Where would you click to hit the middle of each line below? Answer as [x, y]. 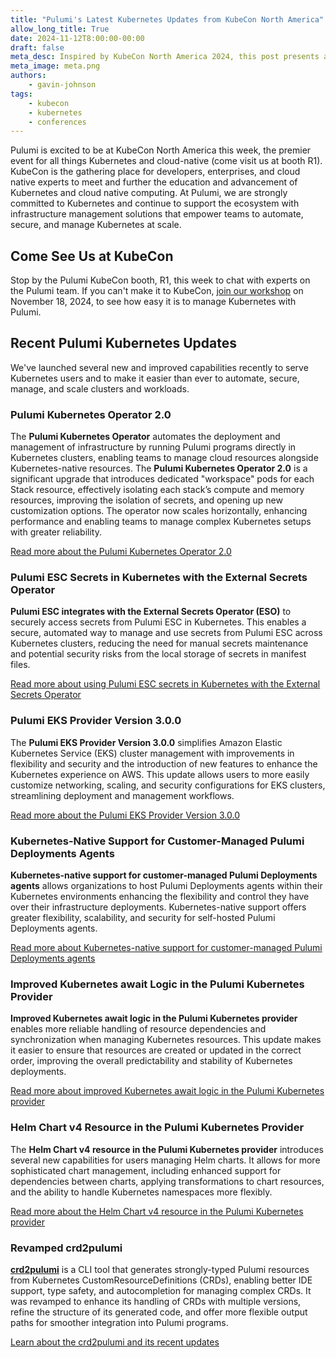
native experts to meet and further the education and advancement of [154, 182]
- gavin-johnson [62, 85]
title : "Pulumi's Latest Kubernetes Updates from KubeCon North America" [167, 19]
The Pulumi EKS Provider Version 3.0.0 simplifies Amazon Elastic [146, 742]
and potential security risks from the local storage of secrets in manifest [158, 654]
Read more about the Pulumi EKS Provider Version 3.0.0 [125, 815]
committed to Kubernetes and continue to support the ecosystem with [155, 203]
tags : [21, 94]
